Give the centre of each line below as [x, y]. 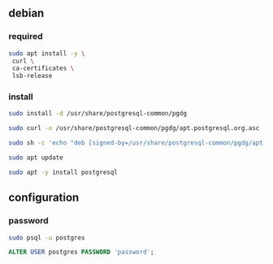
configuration [44, 198]
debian [26, 13]
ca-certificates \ [43, 68]
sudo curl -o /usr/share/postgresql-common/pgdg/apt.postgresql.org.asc [134, 128]
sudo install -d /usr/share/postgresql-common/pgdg [97, 114]
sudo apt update [36, 158]
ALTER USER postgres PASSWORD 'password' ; [81, 252]
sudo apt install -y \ [47, 53]
